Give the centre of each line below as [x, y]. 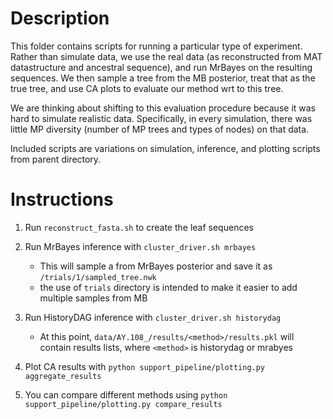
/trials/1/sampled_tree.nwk [98, 277]
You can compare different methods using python [126, 394]
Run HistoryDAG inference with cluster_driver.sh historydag [153, 317]
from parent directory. [56, 159]
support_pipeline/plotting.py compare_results [123, 404]
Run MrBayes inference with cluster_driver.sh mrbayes [140, 246]
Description [60, 18]
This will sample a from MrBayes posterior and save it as [156, 266]
